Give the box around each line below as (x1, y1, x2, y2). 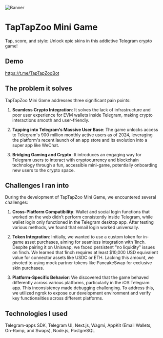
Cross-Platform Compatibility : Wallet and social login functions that (12, 209, 150, 215)
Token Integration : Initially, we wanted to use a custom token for (12, 234, 143, 240)
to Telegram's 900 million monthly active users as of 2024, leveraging (12, 132, 153, 138)
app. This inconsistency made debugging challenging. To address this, (12, 285, 155, 291)
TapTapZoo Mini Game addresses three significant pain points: (5, 97, 131, 103)
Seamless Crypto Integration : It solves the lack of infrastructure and (12, 106, 151, 112)
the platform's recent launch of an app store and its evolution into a (12, 137, 147, 143)
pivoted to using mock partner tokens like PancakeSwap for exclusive (12, 260, 152, 266)
